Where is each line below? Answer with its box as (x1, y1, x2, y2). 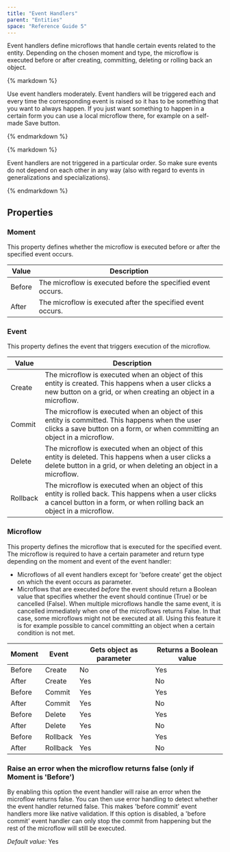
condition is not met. (16, 629, 75, 637)
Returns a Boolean (156, 645, 218, 655)
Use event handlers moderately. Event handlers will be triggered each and (7, 90, 216, 98)
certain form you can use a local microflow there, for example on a (7, 112, 195, 120)
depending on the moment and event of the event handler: (7, 557, 172, 565)
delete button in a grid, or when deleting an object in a (44, 461, 218, 470)
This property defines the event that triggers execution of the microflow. (7, 342, 211, 350)
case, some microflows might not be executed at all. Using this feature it (16, 614, 221, 622)
